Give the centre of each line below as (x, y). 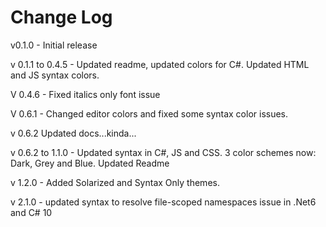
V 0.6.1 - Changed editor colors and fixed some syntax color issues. (149, 113)
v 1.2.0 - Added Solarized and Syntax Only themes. (115, 182)
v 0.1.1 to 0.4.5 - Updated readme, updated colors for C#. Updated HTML (160, 64)
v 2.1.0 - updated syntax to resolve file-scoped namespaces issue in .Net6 (163, 202)
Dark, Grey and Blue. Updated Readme (90, 163)
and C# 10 (31, 212)
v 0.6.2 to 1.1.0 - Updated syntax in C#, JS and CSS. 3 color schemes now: (163, 152)
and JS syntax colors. (55, 75)
